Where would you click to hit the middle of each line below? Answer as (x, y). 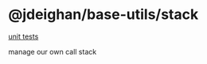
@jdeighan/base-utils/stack (103, 15)
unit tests (23, 36)
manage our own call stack (53, 51)
